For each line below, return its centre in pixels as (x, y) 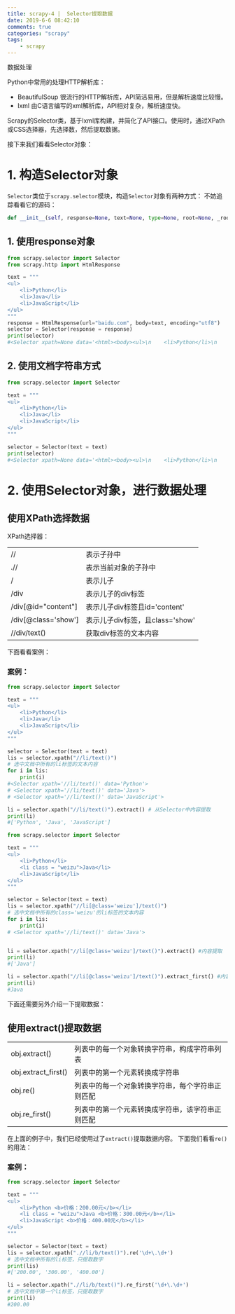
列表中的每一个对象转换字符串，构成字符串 (144, 1048)
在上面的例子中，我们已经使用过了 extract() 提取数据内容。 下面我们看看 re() (117, 1138)
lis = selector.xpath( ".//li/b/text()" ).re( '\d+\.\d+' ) (90, 1253)
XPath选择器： (28, 536)
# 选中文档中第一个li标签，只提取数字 (55, 1292)
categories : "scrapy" (39, 33)
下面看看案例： (29, 652)
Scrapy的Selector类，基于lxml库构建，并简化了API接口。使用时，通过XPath (116, 121)
